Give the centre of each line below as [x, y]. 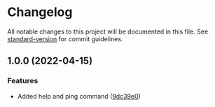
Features [23, 81]
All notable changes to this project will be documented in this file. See [108, 31]
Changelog [40, 12]
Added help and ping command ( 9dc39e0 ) [79, 96]
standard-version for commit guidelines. [65, 38]
